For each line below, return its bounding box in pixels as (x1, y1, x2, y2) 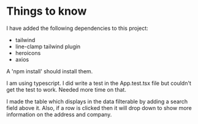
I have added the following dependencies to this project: (6, 24, 148, 32)
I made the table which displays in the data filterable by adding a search (6, 98, 188, 105)
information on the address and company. (6, 111, 112, 118)
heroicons (15, 49, 41, 56)
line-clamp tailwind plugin (15, 43, 81, 50)
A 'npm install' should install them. (6, 67, 93, 75)
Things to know (6, 4, 87, 18)
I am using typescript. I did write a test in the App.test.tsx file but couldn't (6, 79, 192, 87)
